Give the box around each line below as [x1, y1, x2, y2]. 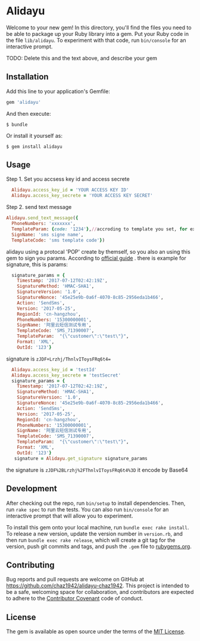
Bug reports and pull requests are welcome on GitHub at [6, 576, 145, 583]
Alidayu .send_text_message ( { [6, 215, 79, 221]
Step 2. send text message [6, 204, 72, 211]
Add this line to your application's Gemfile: [6, 88, 110, 95]
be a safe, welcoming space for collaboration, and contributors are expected [6, 588, 194, 596]
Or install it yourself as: [6, 132, 62, 139]
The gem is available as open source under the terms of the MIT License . [6, 628, 186, 635]
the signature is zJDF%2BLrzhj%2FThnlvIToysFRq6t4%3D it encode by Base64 [6, 466, 189, 473]
